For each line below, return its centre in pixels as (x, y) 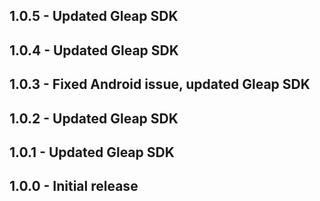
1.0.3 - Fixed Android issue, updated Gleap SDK (160, 84)
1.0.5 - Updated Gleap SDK (94, 16)
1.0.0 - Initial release (74, 186)
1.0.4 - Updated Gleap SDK (94, 50)
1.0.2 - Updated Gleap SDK (94, 118)
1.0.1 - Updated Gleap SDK (92, 152)
